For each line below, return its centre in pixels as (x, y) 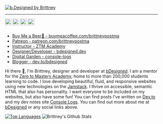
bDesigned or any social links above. (42, 107)
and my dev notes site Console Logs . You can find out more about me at (77, 102)
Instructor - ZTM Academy (39, 46)
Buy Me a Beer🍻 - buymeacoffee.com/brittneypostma (66, 36)
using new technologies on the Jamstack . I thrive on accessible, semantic (79, 86)
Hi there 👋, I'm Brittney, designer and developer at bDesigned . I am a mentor (81, 71)
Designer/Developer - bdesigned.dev (49, 51)
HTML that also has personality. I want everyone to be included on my (75, 92)
